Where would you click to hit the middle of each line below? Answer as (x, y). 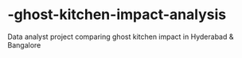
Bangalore (24, 44)
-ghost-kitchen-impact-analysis (117, 15)
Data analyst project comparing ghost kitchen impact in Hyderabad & (121, 37)
